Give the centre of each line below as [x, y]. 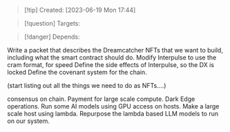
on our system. [29, 121]
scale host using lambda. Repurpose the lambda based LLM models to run [113, 114]
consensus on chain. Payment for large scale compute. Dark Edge [101, 99]
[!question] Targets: [52, 23]
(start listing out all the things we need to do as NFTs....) [87, 85]
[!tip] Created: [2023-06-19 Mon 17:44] [80, 10]
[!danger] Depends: [52, 37]
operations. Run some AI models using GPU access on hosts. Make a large [113, 106]
